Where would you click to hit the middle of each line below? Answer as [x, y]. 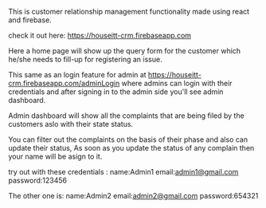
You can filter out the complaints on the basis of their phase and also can [128, 139]
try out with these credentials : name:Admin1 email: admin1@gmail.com [123, 172]
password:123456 [38, 180]
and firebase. [30, 20]
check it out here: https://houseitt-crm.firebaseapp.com [100, 35]
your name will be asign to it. [55, 156]
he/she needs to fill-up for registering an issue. [85, 59]
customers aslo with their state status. [71, 124]
